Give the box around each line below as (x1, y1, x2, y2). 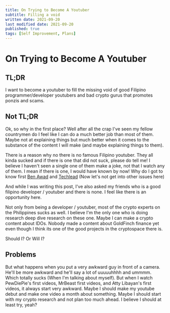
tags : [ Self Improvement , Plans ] (5, 31, 76, 36)
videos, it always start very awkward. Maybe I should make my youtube (5, 286, 155, 292)
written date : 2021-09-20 (5, 17, 60, 22)
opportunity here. (5, 194, 42, 200)
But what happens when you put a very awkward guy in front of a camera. (5, 264, 161, 270)
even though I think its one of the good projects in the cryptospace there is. (5, 225, 163, 232)
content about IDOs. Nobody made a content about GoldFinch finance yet (5, 220, 159, 226)
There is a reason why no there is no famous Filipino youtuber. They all (5, 152, 153, 158)
